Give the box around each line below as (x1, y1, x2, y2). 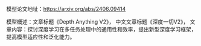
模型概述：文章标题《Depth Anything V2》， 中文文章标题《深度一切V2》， (6, 18, 189, 25)
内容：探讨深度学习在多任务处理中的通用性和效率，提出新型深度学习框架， (11, 26, 197, 33)
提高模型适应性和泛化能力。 (6, 33, 75, 41)
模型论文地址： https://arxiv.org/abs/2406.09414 (6, 5, 126, 12)
